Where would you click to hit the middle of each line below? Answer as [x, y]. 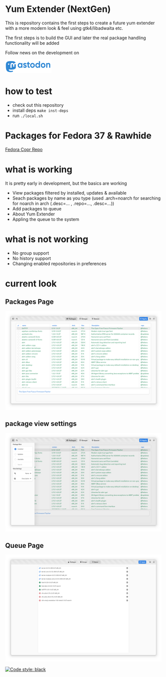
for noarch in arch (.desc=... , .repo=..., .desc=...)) [63, 203]
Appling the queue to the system [46, 219]
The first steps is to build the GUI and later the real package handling [76, 38]
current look [31, 283]
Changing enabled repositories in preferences [59, 264]
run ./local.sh [28, 116]
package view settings [41, 424]
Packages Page [30, 302]
